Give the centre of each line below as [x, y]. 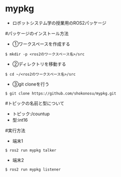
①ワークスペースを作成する [41, 44]
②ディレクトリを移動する [39, 64]
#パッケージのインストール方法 [37, 33]
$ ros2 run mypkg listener [33, 169]
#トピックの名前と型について [35, 103]
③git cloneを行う [31, 84]
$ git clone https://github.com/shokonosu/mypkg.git [61, 93]
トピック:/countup [31, 114]
